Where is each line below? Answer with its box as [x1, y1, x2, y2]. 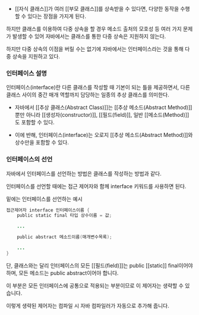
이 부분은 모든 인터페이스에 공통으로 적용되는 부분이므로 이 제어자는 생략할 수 [6, 282, 184, 289]
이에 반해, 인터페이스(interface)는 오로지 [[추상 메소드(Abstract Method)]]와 [14, 132, 193, 139]
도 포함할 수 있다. [14, 118, 55, 126]
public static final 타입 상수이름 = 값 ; [17, 213, 112, 219]
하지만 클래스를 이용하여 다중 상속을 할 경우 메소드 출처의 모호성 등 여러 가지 [6, 26, 182, 32]
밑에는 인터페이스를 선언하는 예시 [6, 195, 83, 202]
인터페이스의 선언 [6, 155, 53, 164]
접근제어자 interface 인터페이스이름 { [6, 207, 90, 213]
